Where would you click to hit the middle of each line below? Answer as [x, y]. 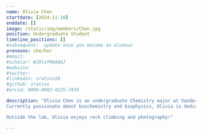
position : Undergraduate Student [48, 34]
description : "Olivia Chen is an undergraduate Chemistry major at [93, 101]
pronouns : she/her [29, 51]
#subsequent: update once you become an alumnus [70, 46]
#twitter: [19, 73]
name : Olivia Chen [29, 12]
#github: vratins [28, 85]
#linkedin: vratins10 [33, 79]
